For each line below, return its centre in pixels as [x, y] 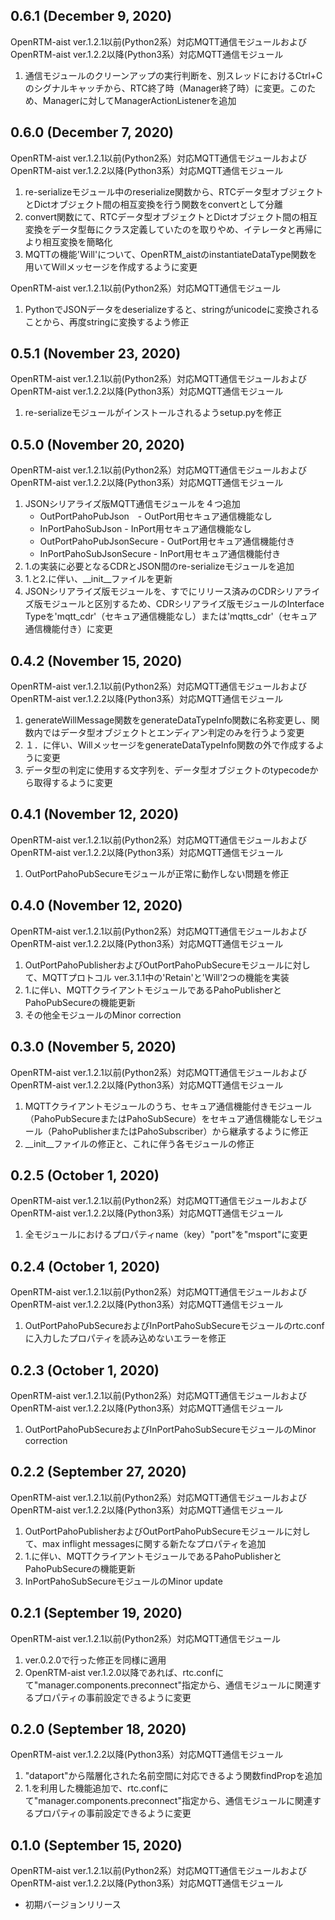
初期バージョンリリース [73, 1905]
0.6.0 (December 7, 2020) [92, 132]
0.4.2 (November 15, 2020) [96, 660]
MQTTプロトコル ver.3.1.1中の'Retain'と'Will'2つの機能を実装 [166, 977]
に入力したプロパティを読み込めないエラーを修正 [125, 1338]
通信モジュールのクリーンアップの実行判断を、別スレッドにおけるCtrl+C [173, 75]
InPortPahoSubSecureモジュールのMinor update [123, 1581]
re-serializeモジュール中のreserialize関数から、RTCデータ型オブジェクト [174, 191]
